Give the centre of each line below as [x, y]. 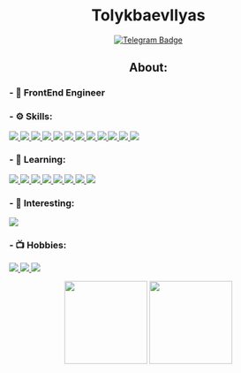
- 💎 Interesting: [42, 202]
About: [148, 68]
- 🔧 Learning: [38, 160]
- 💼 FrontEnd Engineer [57, 93]
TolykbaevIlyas [148, 15]
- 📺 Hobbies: [38, 246]
